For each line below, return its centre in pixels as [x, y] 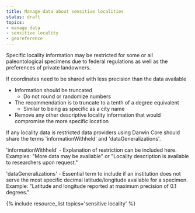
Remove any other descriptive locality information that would [88, 115]
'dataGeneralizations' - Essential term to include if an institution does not [93, 174]
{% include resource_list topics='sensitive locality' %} [71, 204]
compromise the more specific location [62, 121]
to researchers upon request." [42, 162]
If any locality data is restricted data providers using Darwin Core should [93, 132]
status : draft [23, 17]
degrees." [18, 192]
